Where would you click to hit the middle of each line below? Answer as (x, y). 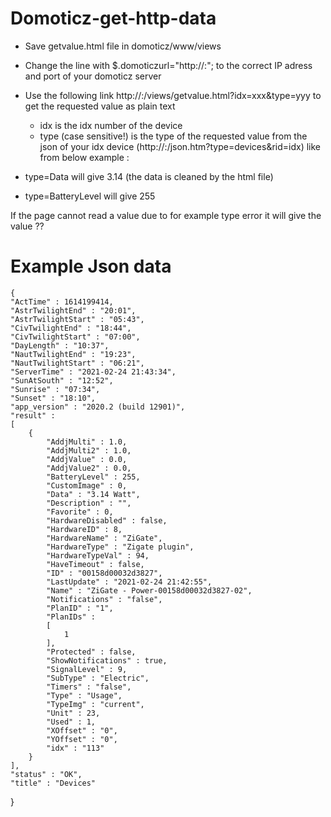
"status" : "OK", (46, 774)
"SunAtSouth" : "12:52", (62, 380)
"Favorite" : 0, (80, 512)
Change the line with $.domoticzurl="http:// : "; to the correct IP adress (168, 65)
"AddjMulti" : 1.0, (87, 442)
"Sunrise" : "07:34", (55, 389)
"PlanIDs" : (71, 617)
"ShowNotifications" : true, (107, 660)
